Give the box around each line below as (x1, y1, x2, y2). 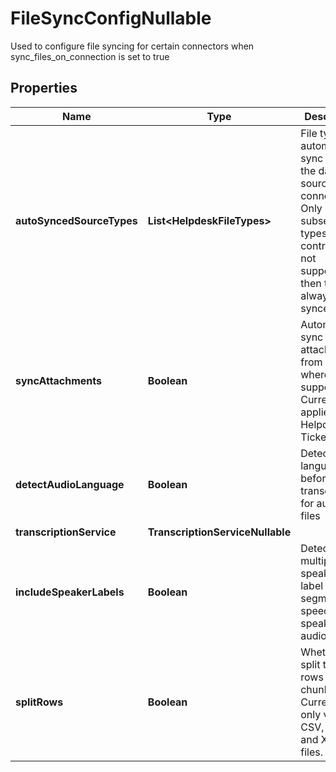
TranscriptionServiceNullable (147, 525, 292, 539)
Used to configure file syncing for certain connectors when (10, 40, 255, 52)
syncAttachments (15, 373, 103, 387)
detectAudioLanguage (15, 477, 125, 491)
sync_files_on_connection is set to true (10, 50, 170, 62)
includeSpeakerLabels (15, 585, 125, 599)
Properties (10, 80, 78, 97)
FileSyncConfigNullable (10, 7, 212, 30)
